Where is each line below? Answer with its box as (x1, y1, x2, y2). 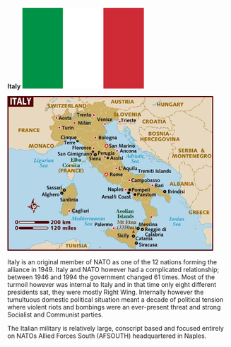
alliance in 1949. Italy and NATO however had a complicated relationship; (7, 266, 220, 274)
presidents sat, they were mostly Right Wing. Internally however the (7, 288, 204, 296)
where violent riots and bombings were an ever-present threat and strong (7, 303, 221, 311)
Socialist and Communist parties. (7, 310, 104, 319)
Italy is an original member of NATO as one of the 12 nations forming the (7, 258, 218, 266)
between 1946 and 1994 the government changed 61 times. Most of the (7, 273, 215, 281)
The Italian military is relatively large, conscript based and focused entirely (7, 324, 224, 332)
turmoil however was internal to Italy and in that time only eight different (7, 281, 217, 288)
